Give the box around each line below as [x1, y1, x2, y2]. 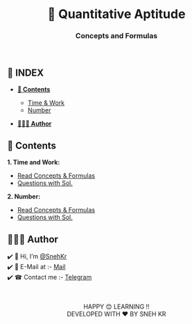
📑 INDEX [7, 67, 44, 78]
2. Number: [7, 192, 41, 201]
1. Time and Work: [7, 158, 60, 167]
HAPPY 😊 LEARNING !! [82, 302, 150, 311]
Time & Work [27, 99, 64, 107]
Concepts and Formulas [75, 31, 158, 41]
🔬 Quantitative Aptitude [47, 6, 186, 22]
